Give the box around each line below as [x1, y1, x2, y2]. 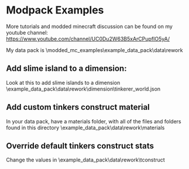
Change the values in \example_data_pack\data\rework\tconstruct [6, 156, 165, 164]
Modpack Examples [6, 4, 104, 17]
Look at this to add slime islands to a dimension [6, 79, 121, 86]
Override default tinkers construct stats [6, 141, 154, 151]
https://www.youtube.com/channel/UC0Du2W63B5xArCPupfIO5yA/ [6, 35, 170, 42]
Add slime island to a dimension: [6, 64, 127, 74]
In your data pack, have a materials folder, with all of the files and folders [6, 118, 181, 125]
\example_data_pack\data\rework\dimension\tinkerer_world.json [6, 85, 161, 92]
